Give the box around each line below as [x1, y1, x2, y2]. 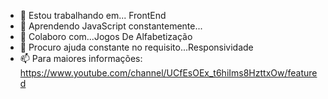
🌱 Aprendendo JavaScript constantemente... [19, 20, 203, 32]
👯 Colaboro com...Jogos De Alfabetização [19, 31, 193, 42]
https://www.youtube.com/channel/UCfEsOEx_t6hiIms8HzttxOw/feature [19, 67, 318, 79]
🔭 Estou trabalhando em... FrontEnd [19, 10, 167, 21]
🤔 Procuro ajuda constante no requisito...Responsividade [19, 41, 254, 53]
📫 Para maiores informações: [19, 53, 143, 64]
